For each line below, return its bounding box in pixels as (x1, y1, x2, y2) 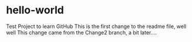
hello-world (6, 3, 65, 17)
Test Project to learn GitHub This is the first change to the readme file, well (6, 23, 187, 30)
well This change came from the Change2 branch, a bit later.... (6, 29, 157, 36)
